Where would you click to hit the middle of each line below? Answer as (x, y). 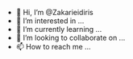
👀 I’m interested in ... (50, 21)
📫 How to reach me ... (53, 47)
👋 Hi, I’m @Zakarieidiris (55, 12)
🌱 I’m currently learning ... (59, 29)
